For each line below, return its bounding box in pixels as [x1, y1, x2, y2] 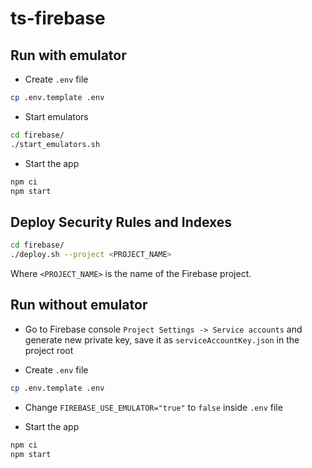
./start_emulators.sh [10, 139, 101, 149]
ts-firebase [10, 7, 106, 30]
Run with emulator [10, 47, 127, 64]
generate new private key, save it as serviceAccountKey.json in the [24, 333, 300, 346]
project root [24, 344, 74, 356]
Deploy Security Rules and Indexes [10, 213, 233, 231]
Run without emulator [10, 297, 148, 314]
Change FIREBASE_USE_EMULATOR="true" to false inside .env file [24, 401, 283, 413]
